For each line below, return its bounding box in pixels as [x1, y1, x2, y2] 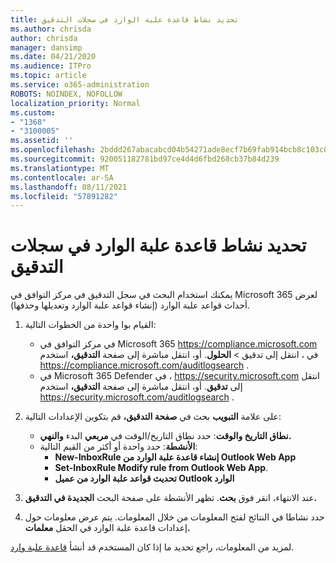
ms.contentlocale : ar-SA [10, 172, 114, 183]
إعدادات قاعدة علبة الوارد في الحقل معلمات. [24, 522, 191, 534]
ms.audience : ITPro [10, 61, 92, 71]
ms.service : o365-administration [10, 80, 150, 90]
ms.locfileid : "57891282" [10, 191, 118, 201]
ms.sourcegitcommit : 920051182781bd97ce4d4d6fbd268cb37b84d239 [10, 154, 280, 164]
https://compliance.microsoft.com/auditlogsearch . [39, 359, 250, 371]
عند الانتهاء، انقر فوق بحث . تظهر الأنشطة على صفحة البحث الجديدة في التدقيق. [24, 492, 318, 504]
